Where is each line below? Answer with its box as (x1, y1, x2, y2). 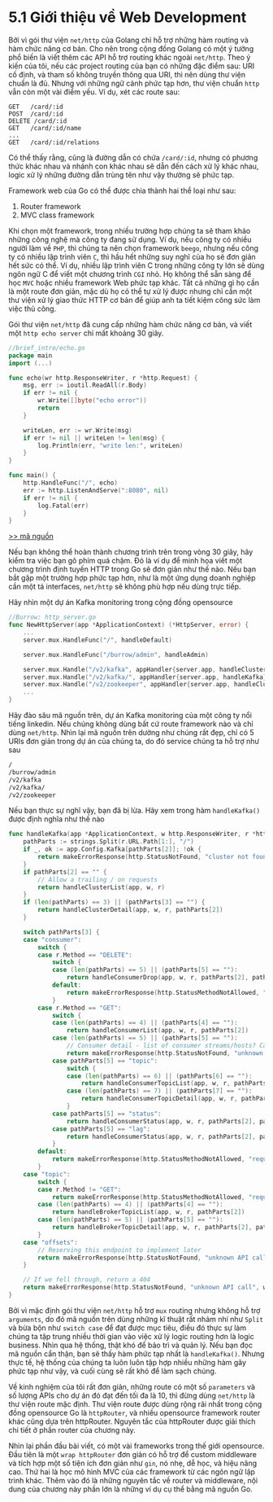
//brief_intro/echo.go (8, 344, 85, 352)
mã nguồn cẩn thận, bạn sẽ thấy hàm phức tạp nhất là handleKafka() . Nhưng (8, 1348, 265, 1359)
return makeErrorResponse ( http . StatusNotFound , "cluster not (37, 853, 249, 861)
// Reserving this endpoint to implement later (37, 1246, 201, 1254)
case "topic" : (23, 1170, 71, 1178)
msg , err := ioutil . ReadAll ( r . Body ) (23, 381, 148, 390)
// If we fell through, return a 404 (23, 1276, 151, 1284)
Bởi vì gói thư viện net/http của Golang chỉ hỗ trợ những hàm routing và (8, 35, 249, 45)
